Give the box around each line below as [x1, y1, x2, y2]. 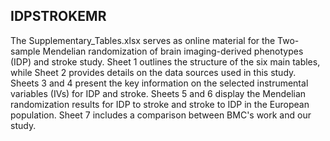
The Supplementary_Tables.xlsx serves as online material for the [10, 34, 276, 46]
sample [10, 45, 41, 57]
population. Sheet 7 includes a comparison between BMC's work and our [10, 109, 312, 121]
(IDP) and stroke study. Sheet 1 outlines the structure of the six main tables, [10, 55, 321, 68]
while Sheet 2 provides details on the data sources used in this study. [10, 66, 297, 78]
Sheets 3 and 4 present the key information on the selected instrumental [10, 77, 309, 89]
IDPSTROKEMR [10, 8, 107, 25]
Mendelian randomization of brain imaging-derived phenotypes [42, 45, 304, 57]
